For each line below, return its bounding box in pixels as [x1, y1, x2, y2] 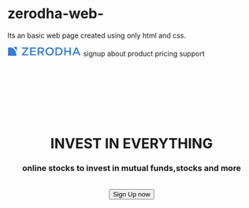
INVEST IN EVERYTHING [50, 134, 214, 152]
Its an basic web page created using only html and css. [7, 31, 187, 40]
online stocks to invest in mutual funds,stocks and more [22, 162, 241, 173]
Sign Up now [113, 190, 151, 199]
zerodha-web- [7, 5, 104, 23]
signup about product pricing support [83, 49, 206, 58]
